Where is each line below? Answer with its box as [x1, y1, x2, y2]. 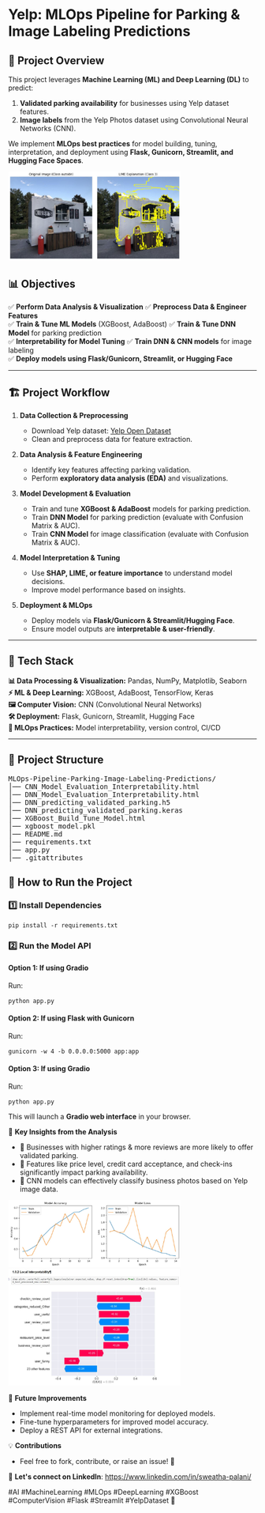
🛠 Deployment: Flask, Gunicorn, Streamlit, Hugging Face [8, 711, 195, 721]
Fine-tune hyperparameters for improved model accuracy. [19, 1417, 209, 1426]
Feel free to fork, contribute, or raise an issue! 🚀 [19, 1456, 175, 1466]
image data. [19, 1184, 58, 1194]
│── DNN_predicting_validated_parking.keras [8, 806, 184, 815]
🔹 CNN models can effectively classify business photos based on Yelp [19, 1175, 248, 1185]
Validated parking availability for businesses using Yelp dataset [19, 99, 230, 108]
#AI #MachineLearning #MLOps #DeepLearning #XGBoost [8, 1487, 199, 1496]
